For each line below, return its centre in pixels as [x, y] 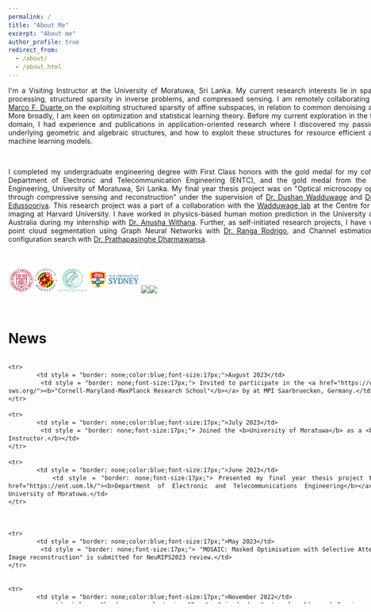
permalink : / [30, 17]
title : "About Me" [38, 25]
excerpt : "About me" [42, 33]
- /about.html [38, 67]
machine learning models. [50, 141]
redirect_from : [33, 50]
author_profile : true [44, 42]
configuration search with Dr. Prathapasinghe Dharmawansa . [108, 239]
